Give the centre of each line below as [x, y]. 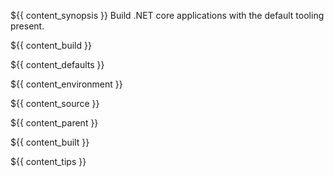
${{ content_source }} [55, 103]
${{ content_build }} [51, 45]
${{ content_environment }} [66, 84]
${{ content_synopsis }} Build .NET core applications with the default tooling [167, 15]
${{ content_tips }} [48, 161]
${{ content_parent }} [54, 123]
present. [27, 26]
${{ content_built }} [50, 142]
